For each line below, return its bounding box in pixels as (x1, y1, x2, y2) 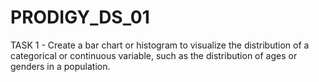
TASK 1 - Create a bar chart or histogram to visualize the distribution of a (10, 39, 310, 51)
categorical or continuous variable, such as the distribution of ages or (10, 49, 298, 61)
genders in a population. (10, 60, 111, 72)
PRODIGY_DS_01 (10, 6, 150, 29)
